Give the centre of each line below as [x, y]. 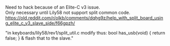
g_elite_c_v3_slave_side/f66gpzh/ [40, 23]
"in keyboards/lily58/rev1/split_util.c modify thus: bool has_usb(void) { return [85, 33]
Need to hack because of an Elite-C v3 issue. [53, 7]
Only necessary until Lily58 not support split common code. [68, 12]
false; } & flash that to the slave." [39, 38]
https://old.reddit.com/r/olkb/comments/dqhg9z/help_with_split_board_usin [84, 18]
